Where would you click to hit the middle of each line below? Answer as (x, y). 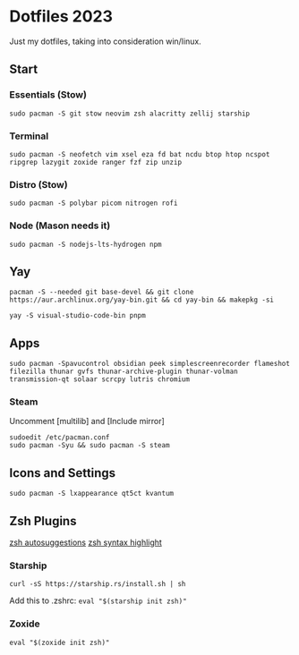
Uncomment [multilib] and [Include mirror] (87, 421)
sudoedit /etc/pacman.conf (60, 438)
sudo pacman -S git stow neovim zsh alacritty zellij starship (130, 114)
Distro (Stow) (39, 184)
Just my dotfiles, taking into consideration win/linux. (105, 41)
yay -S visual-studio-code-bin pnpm (77, 316)
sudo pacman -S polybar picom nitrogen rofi (94, 203)
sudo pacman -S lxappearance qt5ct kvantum (92, 494)
